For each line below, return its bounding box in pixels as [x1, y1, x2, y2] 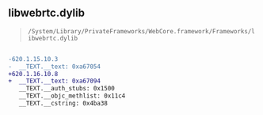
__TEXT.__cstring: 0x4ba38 [18, 99, 109, 108]
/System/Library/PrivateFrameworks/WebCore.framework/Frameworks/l [27, 27, 255, 35]
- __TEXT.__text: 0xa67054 [8, 63, 101, 71]
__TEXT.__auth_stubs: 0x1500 [18, 85, 115, 93]
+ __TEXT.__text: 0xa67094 [8, 77, 101, 86]
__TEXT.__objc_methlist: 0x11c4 [18, 92, 126, 100]
